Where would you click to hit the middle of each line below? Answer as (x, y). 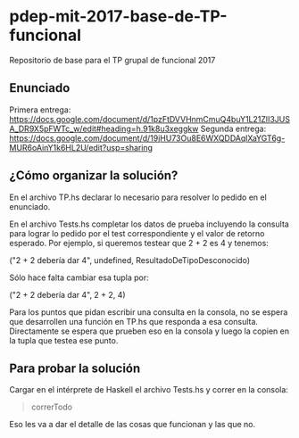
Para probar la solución (75, 368)
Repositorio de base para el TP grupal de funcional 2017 (112, 60)
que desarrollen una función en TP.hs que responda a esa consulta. (134, 321)
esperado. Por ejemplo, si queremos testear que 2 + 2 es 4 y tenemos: (139, 243)
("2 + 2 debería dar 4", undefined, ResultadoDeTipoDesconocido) (129, 260)
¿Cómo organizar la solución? (94, 176)
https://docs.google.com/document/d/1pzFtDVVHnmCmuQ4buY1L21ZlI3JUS (149, 119)
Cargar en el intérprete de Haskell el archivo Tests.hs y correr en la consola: (149, 390)
